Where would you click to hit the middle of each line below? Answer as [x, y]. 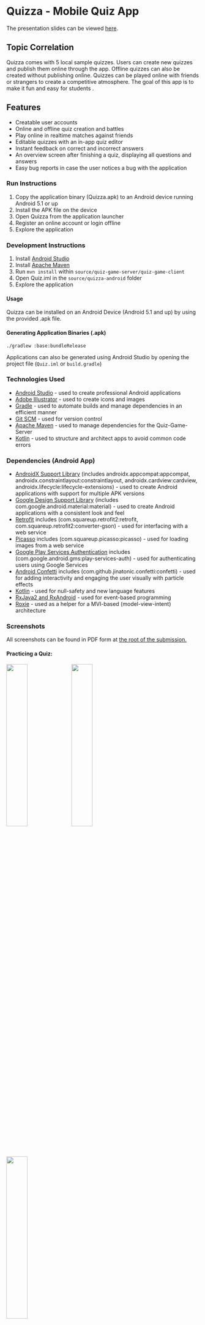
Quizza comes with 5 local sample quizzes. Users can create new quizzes [99, 62]
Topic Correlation [40, 47]
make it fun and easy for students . [50, 88]
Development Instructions [46, 245]
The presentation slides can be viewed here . [62, 28]
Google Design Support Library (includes [67, 500]
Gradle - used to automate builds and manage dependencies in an [99, 406]
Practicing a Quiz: [30, 654]
